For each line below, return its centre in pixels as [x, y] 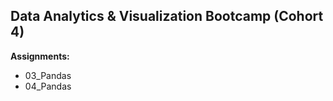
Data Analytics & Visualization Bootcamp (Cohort [167, 16]
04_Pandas [48, 86]
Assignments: [40, 56]
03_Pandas [48, 75]
